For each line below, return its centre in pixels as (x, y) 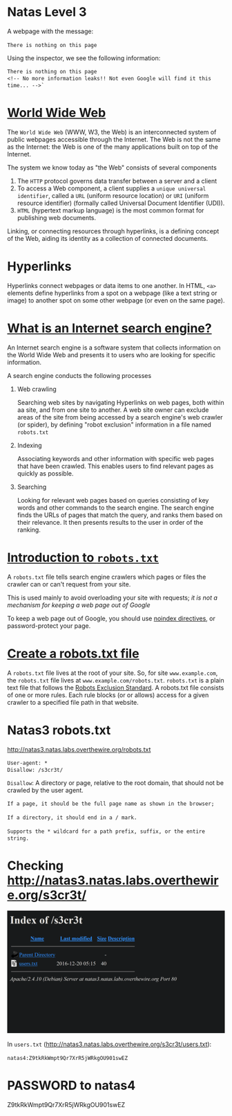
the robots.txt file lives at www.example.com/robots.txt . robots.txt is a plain (116, 680)
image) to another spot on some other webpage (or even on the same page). (116, 300)
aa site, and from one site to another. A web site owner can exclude (113, 410)
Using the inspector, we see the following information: (84, 58)
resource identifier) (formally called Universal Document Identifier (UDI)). (121, 203)
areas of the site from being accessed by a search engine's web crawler (120, 417)
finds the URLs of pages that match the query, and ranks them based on (120, 515)
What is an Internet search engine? (109, 328)
